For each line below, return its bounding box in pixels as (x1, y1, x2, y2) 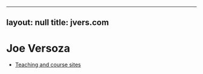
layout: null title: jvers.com (6, 17, 109, 27)
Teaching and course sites (14, 61, 82, 69)
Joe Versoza (6, 41, 71, 55)
